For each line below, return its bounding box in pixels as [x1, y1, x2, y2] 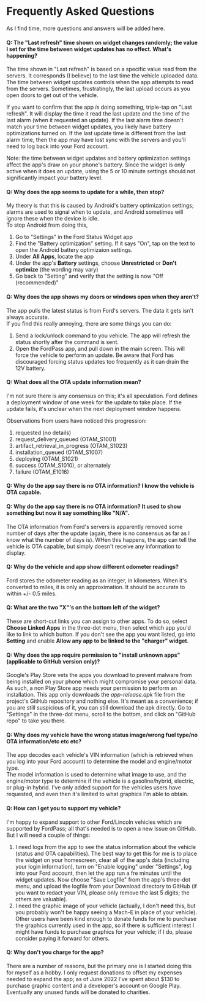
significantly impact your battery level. [6, 174, 103, 182]
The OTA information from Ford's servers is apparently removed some [6, 523, 183, 530]
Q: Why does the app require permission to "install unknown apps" [6, 651, 181, 659]
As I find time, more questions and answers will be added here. [6, 25, 165, 32]
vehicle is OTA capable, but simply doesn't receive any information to [6, 542, 181, 550]
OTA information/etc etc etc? [6, 737, 82, 745]
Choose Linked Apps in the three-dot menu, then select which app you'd [6, 624, 191, 631]
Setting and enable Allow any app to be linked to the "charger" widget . [6, 637, 189, 644]
